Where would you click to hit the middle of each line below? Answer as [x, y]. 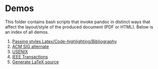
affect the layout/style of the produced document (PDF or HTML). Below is [79, 27]
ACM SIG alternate [30, 46]
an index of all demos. [27, 32]
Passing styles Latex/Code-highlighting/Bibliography [64, 41]
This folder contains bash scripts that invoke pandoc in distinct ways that [78, 22]
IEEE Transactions [30, 56]
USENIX [20, 52]
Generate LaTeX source [35, 62]
